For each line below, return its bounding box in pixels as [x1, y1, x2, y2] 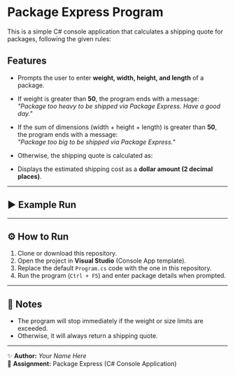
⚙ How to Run [7, 230, 69, 242]
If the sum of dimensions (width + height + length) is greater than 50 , [17, 123, 218, 131]
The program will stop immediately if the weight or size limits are [17, 317, 204, 325]
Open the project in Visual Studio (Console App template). [17, 256, 187, 265]
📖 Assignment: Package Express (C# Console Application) [7, 360, 177, 368]
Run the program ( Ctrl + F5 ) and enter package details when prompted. [17, 272, 226, 280]
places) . [17, 172, 42, 180]
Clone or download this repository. [17, 249, 117, 258]
